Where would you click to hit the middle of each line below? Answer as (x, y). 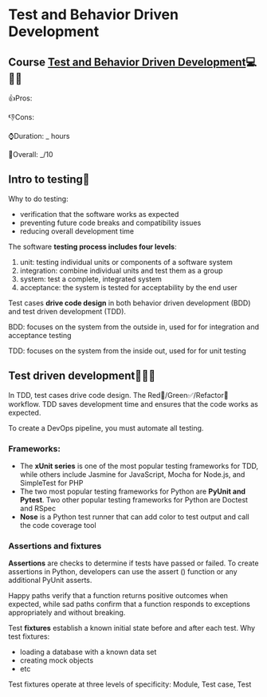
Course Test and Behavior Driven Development (127, 62)
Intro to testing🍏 (49, 180)
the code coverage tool (58, 525)
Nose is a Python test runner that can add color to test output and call (134, 517)
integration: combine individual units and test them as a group (121, 270)
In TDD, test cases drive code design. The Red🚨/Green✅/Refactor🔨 (118, 395)
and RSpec (38, 508)
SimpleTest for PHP (51, 482)
